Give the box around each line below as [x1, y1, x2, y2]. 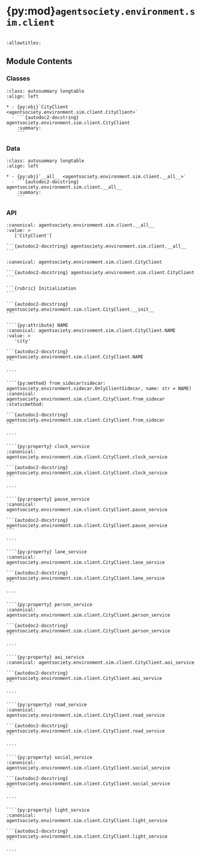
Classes [6, 74, 31, 83]
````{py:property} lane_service [6, 549, 87, 555]
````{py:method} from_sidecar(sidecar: [6, 381, 106, 387]
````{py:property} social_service [6, 755, 93, 761]
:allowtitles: [6, 40, 42, 46]
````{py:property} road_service [6, 702, 87, 708]
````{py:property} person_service [6, 602, 93, 608]
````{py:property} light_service [6, 807, 90, 814]
